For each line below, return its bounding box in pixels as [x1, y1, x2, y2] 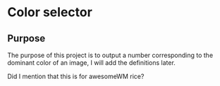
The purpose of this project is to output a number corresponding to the [7, 51, 214, 59]
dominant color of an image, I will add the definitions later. [7, 59, 176, 67]
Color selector [7, 4, 93, 20]
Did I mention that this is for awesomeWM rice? [7, 72, 145, 80]
